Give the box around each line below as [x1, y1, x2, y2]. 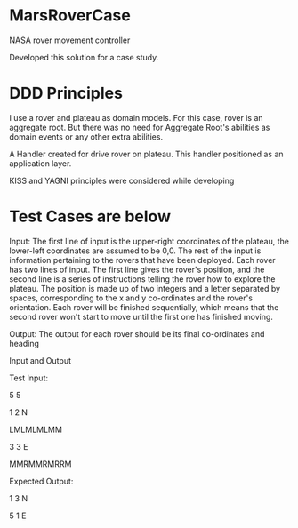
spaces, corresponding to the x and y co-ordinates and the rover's [9, 292, 254, 303]
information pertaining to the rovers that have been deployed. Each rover [9, 254, 276, 265]
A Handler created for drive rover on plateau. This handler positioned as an [9, 148, 284, 159]
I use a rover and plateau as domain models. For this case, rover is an [9, 112, 264, 123]
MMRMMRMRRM [9, 459, 72, 469]
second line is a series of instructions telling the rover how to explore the [9, 273, 276, 284]
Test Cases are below [9, 206, 172, 227]
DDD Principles [9, 84, 123, 103]
